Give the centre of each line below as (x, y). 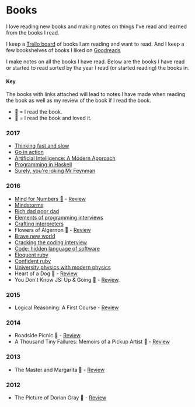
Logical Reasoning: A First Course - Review (67, 307)
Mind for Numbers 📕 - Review (50, 199)
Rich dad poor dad (37, 211)
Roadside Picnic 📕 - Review (47, 336)
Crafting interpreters (39, 224)
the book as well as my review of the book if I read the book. (79, 101)
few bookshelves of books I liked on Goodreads (63, 50)
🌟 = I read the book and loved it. (53, 118)
